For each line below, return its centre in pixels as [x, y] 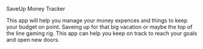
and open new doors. [33, 40]
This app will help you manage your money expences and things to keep [97, 20]
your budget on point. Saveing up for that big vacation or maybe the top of [99, 27]
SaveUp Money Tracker [36, 9]
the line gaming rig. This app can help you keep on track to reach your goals [102, 33]
